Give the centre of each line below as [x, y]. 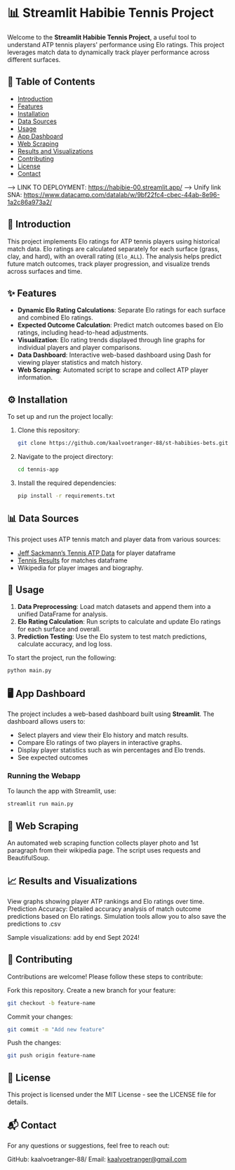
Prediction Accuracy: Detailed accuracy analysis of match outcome [104, 909]
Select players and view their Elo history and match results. [103, 735]
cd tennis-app [38, 470]
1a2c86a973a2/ [30, 202]
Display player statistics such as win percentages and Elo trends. [111, 750]
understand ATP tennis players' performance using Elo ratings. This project [116, 44]
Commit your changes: [40, 1017]
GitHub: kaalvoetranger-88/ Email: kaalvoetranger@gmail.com [97, 1159]
